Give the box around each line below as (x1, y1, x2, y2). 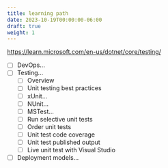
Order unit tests (27, 122, 72, 130)
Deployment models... (16, 154, 79, 161)
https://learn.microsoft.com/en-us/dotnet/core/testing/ (7, 48, 162, 56)
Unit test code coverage (27, 130, 96, 139)
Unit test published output (27, 138, 100, 146)
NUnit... (27, 100, 49, 108)
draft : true (7, 23, 41, 29)
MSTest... (27, 107, 55, 115)
